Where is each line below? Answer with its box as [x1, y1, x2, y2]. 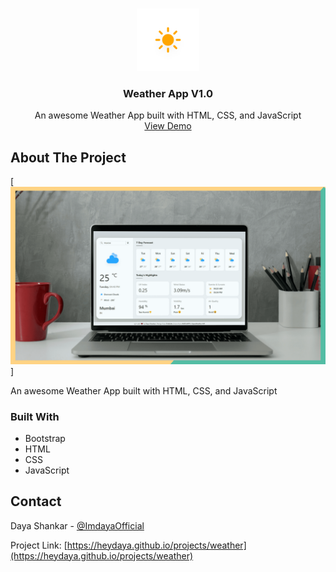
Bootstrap [24, 432, 66, 444]
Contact [10, 493, 62, 510]
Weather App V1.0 [122, 86, 214, 100]
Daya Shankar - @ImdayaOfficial [10, 519, 145, 532]
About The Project [10, 149, 127, 166]
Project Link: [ [10, 539, 68, 551]
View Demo [144, 120, 192, 132]
